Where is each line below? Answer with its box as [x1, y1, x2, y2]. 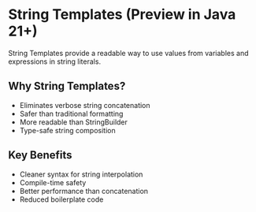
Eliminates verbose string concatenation [19, 100, 151, 110]
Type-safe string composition [19, 125, 116, 135]
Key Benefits [8, 148, 72, 162]
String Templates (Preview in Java [8, 6, 236, 24]
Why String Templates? [8, 80, 126, 93]
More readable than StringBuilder [19, 117, 128, 127]
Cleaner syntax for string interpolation [19, 169, 143, 179]
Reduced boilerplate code [19, 195, 104, 204]
